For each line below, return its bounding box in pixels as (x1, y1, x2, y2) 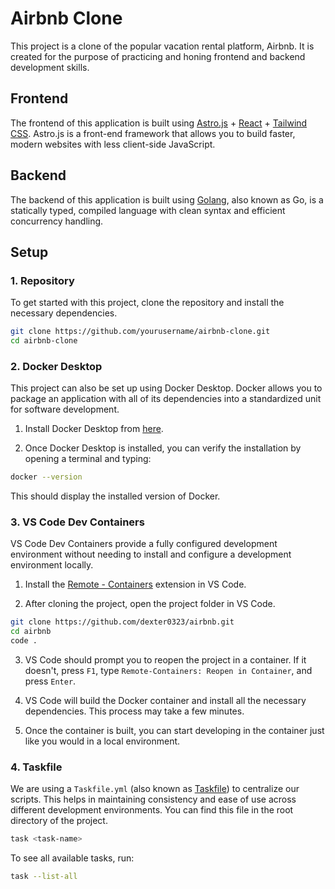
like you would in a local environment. (24, 735, 181, 747)
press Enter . (24, 675, 77, 687)
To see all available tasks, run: (10, 852, 135, 864)
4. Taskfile (10, 760, 63, 774)
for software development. (10, 403, 120, 416)
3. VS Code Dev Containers (10, 515, 145, 529)
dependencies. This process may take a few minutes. (24, 705, 245, 717)
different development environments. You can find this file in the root (10, 804, 294, 816)
